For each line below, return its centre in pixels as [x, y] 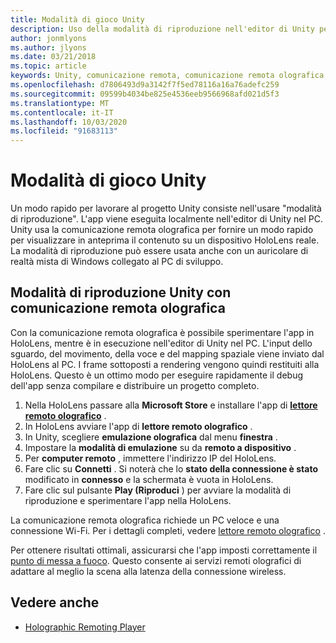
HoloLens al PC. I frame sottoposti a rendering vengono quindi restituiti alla [165, 364]
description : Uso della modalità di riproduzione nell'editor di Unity [162, 29]
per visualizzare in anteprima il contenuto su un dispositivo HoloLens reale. [165, 240]
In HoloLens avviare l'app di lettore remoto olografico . [138, 426]
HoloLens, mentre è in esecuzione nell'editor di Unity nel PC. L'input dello [161, 343]
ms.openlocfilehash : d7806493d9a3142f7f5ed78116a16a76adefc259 [145, 85]
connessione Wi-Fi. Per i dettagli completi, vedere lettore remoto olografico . [168, 530]
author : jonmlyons [48, 38]
